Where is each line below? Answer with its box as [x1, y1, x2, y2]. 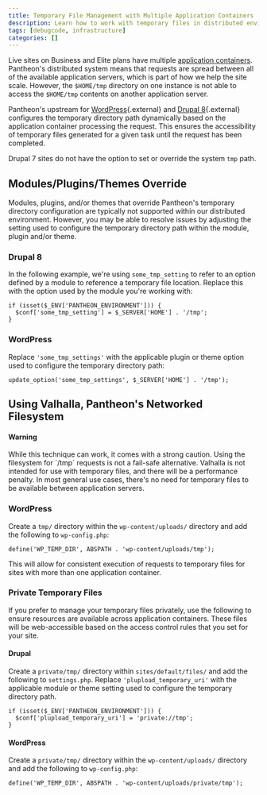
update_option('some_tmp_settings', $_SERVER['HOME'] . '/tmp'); [8, 376, 229, 384]
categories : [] [8, 33, 59, 42]
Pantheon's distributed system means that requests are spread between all [8, 64, 254, 74]
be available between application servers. [8, 484, 145, 493]
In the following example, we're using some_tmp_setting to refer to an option [8, 269, 256, 279]
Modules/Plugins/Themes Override [8, 176, 187, 191]
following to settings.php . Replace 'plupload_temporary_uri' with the [8, 675, 237, 685]
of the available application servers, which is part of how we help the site [8, 72, 248, 82]
